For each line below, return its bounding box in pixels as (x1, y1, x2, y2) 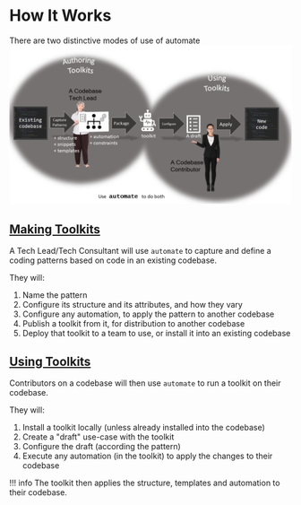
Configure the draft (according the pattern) (21, 441, 181, 452)
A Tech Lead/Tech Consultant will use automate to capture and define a (9, 246, 271, 257)
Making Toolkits (9, 222, 100, 237)
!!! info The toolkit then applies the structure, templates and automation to (9, 477, 280, 489)
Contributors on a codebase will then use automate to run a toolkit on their (9, 378, 281, 388)
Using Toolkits (9, 353, 91, 369)
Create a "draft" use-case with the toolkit (21, 431, 175, 442)
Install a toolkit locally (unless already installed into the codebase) (21, 422, 266, 433)
